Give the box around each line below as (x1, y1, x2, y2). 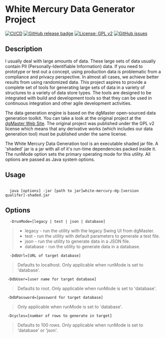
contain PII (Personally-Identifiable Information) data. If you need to (5, 63, 143, 69)
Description (5, 45, 42, 53)
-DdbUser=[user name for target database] (7, 277, 97, 282)
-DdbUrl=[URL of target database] (9, 253, 81, 259)
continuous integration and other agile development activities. (5, 100, 132, 106)
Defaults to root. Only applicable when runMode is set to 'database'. (17, 285, 157, 291)
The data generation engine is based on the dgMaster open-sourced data (5, 110, 156, 116)
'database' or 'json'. (17, 328, 58, 334)
